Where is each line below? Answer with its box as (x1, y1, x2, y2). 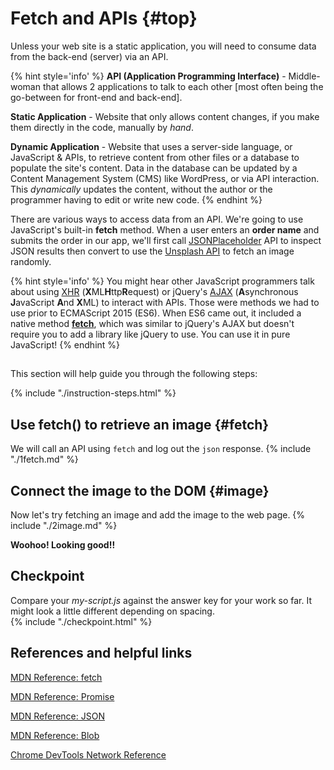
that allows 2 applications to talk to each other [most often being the (42, 80, 324, 92)
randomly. (10, 255, 52, 267)
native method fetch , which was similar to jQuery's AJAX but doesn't (10, 317, 295, 329)
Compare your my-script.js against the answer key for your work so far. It (10, 594, 313, 606)
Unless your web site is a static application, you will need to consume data (10, 40, 317, 52)
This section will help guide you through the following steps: (10, 368, 258, 380)
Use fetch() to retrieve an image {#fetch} (10, 416, 270, 433)
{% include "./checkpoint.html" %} (10, 615, 153, 627)
